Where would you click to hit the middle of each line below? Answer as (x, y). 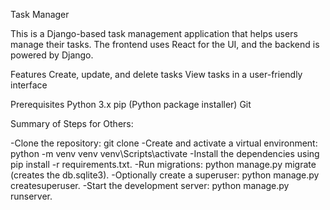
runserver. (31, 196)
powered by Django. (52, 55)
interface (29, 85)
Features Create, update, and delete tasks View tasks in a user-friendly (156, 74)
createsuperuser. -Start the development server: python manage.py (150, 185)
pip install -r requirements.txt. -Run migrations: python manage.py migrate (163, 164)
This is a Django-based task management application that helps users (154, 33)
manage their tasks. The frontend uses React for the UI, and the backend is (165, 44)
